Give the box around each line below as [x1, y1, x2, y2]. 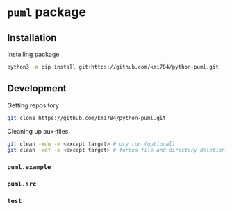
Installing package [7, 50, 60, 58]
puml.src [7, 180, 37, 188]
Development [7, 82, 67, 94]
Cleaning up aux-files [7, 127, 69, 135]
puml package [7, 4, 87, 20]
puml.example [7, 164, 51, 171]
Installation [7, 32, 57, 44]
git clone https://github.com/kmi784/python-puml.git [7, 114, 167, 121]
